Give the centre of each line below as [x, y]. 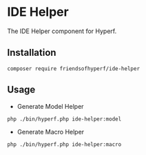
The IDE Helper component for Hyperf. [62, 31]
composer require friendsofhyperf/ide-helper [73, 69]
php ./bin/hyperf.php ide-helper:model [64, 119]
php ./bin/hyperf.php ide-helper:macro [64, 144]
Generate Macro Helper [51, 132]
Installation [32, 53]
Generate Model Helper [50, 106]
